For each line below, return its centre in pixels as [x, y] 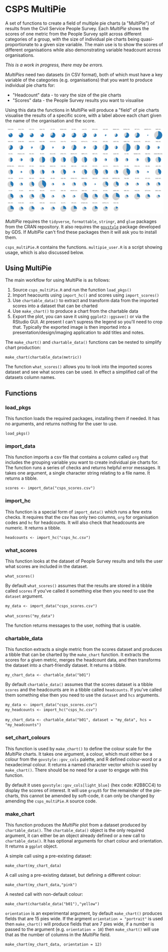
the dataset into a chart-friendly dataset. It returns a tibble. [66, 665]
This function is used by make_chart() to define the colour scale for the [78, 748]
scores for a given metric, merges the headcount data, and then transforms [83, 660]
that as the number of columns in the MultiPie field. [58, 934]
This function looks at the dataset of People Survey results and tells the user [84, 561]
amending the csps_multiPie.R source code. [51, 801]
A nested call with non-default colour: [44, 894]
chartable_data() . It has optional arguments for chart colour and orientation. [84, 841]
